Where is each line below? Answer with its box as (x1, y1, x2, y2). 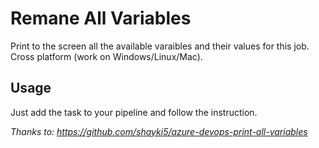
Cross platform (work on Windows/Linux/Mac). (10, 50, 203, 62)
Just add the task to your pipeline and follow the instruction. (10, 106, 258, 118)
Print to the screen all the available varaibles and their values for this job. (10, 40, 310, 52)
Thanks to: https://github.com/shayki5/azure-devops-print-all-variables (10, 125, 308, 137)
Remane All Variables (10, 7, 192, 30)
